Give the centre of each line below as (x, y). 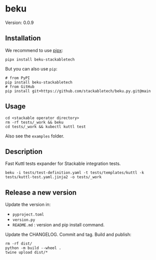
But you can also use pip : (31, 68)
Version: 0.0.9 (19, 22)
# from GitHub (20, 86)
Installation (23, 38)
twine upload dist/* (27, 252)
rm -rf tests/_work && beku (34, 122)
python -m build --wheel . (33, 248)
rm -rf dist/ (19, 244)
